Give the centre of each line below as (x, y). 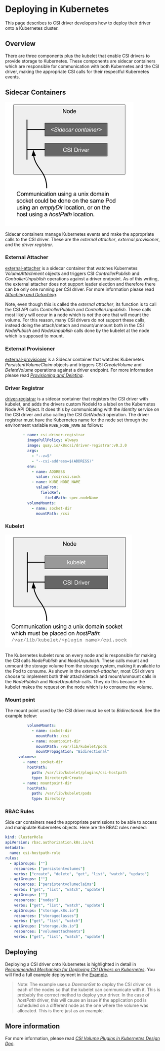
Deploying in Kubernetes (57, 9)
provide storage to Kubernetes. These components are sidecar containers (80, 61)
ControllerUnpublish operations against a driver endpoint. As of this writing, (82, 278)
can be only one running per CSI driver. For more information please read (80, 289)
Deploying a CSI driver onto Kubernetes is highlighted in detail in (71, 964)
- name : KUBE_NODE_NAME (56, 482)
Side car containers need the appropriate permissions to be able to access (81, 822)
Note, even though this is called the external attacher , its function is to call (81, 304)
